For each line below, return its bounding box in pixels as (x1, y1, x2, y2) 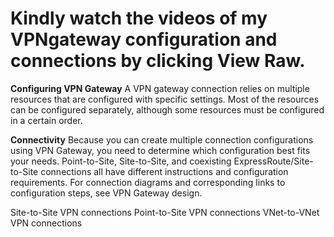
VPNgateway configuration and (10, 28, 278, 51)
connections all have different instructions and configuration (40, 165, 289, 177)
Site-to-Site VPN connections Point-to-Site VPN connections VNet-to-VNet (10, 206, 320, 218)
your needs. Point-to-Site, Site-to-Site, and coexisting (10, 155, 232, 167)
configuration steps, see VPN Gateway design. (10, 187, 203, 199)
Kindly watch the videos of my (10, 7, 268, 30)
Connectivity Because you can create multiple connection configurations (10, 133, 314, 146)
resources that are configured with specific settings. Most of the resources (10, 93, 320, 105)
